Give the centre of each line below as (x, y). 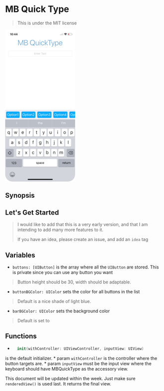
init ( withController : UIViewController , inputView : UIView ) (81, 349)
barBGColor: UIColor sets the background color (61, 311)
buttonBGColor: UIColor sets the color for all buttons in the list (76, 291)
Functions (21, 336)
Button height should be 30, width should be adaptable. (74, 282)
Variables (20, 255)
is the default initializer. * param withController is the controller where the (81, 358)
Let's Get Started (32, 212)
